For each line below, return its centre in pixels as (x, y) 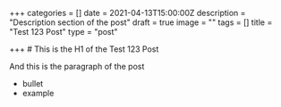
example (38, 93)
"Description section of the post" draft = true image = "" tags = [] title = (141, 22)
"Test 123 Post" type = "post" (64, 32)
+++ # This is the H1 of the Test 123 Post (84, 49)
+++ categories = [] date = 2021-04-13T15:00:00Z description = (128, 13)
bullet (33, 83)
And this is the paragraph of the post (77, 66)
